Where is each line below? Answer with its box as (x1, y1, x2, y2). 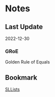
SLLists (5, 87, 20, 93)
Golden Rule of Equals (5, 59, 50, 65)
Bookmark (5, 73, 38, 82)
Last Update (5, 23, 43, 31)
